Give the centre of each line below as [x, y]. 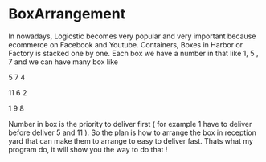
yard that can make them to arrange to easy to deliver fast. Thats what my [131, 140]
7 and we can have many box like [63, 62]
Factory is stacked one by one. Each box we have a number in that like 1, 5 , [133, 53]
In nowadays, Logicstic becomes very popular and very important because [132, 36]
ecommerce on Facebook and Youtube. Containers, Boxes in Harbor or [126, 44]
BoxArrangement [67, 14]
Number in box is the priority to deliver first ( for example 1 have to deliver [130, 124]
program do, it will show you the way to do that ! [88, 149]
